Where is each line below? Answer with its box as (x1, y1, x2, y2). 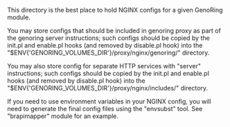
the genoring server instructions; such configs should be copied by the (7, 34, 210, 42)
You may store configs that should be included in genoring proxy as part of (7, 27, 222, 35)
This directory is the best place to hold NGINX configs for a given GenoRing (7, 6, 223, 14)
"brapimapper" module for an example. (7, 112, 119, 120)
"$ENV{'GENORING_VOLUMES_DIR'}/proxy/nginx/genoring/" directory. (7, 48, 210, 57)
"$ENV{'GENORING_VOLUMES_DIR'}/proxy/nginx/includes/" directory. (7, 84, 209, 92)
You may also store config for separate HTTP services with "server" (7, 62, 201, 70)
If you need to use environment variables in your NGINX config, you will (7, 97, 211, 106)
